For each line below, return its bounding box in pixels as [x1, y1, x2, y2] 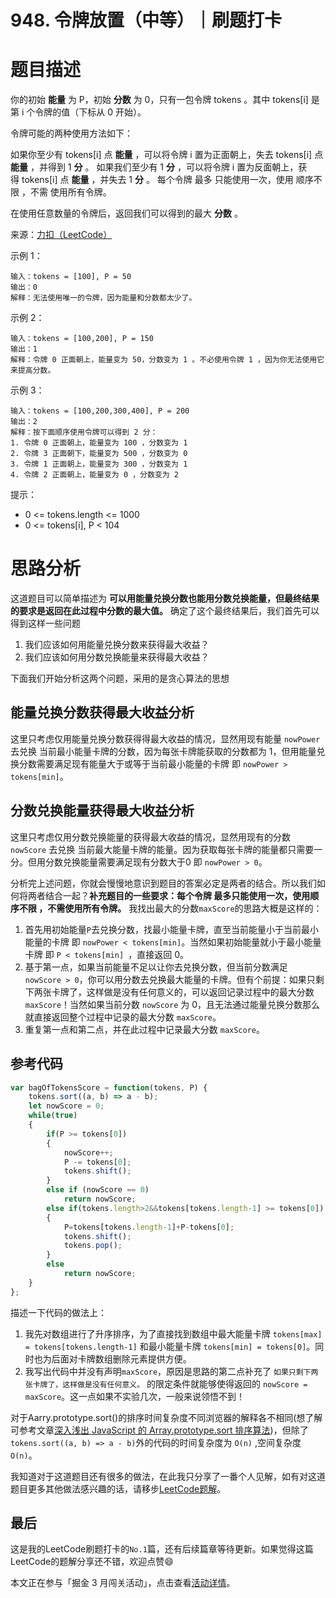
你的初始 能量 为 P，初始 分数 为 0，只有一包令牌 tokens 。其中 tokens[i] [10, 94, 309, 106]
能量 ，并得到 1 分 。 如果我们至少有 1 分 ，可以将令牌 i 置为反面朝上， [10, 161, 299, 173]
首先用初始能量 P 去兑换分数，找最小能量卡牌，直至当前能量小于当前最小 [24, 923, 319, 935]
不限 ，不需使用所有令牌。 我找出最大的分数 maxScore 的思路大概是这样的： [18, 902, 323, 914]
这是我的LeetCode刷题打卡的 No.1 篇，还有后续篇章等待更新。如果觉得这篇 [10, 1543, 314, 1555]
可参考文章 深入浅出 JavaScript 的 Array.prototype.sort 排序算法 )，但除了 [10, 1424, 309, 1436]
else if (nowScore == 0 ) [46, 1185, 150, 1195]
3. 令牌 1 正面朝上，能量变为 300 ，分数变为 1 [10, 459, 188, 470]
